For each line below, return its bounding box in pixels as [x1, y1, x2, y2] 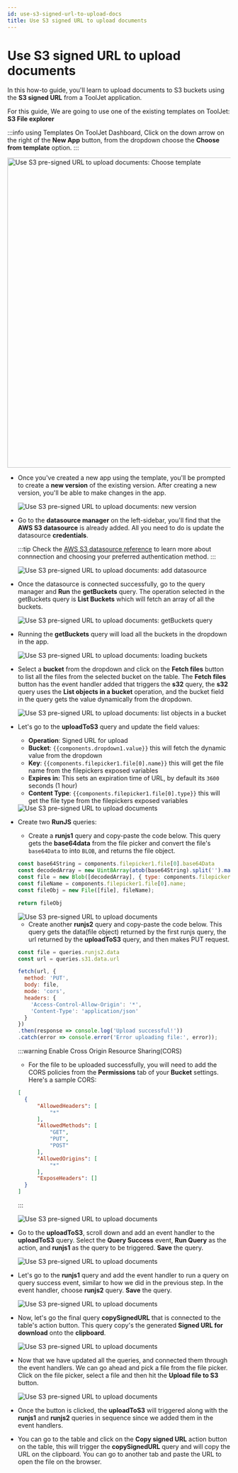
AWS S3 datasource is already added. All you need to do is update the [17, 524, 225, 532]
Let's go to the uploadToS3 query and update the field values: [17, 722, 200, 731]
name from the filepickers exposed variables [28, 766, 159, 775]
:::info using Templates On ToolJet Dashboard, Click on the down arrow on [7, 128, 225, 137]
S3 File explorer [7, 115, 55, 123]
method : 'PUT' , [24, 975, 69, 982]
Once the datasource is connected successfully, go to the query [17, 580, 205, 588]
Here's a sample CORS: [28, 1075, 97, 1085]
